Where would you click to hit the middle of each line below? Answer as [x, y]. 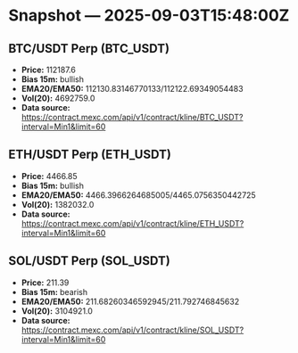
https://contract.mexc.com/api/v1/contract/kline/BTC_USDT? [132, 117]
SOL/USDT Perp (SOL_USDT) [89, 261]
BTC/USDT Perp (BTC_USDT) [89, 49]
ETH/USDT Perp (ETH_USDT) [90, 155]
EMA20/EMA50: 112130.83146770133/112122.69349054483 [132, 89]
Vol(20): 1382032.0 [58, 204]
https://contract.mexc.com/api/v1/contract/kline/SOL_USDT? [132, 330]
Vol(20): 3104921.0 [57, 311]
